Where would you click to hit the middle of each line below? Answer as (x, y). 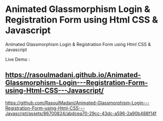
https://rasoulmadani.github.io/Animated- (73, 75)
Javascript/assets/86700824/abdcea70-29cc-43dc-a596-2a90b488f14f (81, 113)
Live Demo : (18, 59)
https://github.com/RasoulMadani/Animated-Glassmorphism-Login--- (77, 102)
